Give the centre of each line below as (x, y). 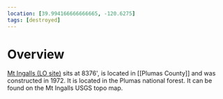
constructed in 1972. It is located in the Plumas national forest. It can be (110, 81)
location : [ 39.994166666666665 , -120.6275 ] (71, 13)
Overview (36, 54)
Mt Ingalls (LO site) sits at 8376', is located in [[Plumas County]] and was (111, 73)
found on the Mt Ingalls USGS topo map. (65, 88)
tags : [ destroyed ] (34, 20)
